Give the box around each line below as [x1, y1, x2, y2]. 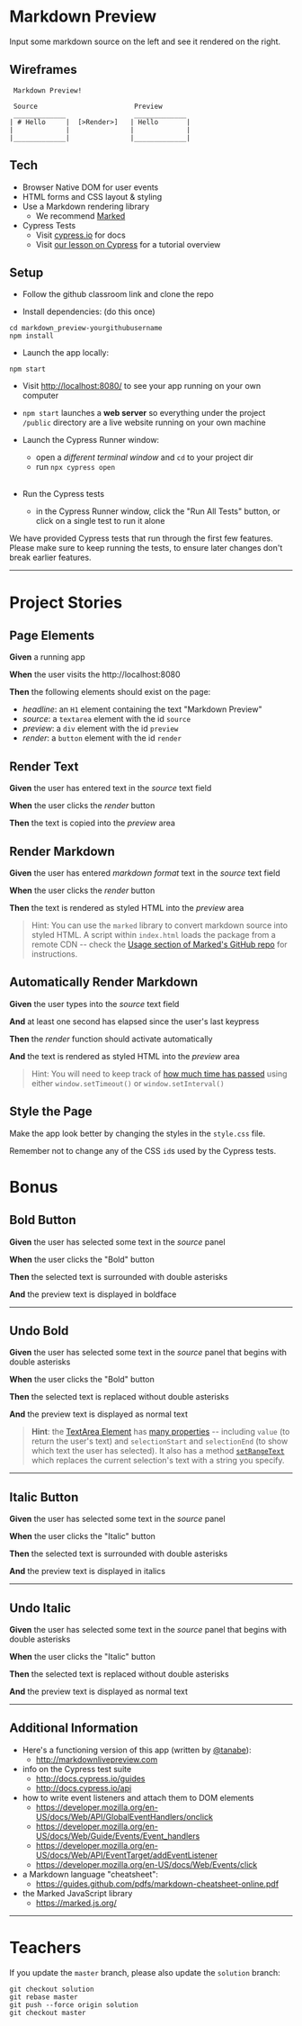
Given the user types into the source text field [9, 998, 180, 1009]
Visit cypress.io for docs [35, 230, 126, 240]
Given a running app [9, 652, 85, 662]
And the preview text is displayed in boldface [9, 1289, 177, 1300]
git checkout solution [9, 1985, 94, 1994]
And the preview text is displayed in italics [9, 1566, 166, 1577]
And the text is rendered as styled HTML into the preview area [9, 1050, 240, 1061]
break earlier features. [9, 552, 92, 563]
